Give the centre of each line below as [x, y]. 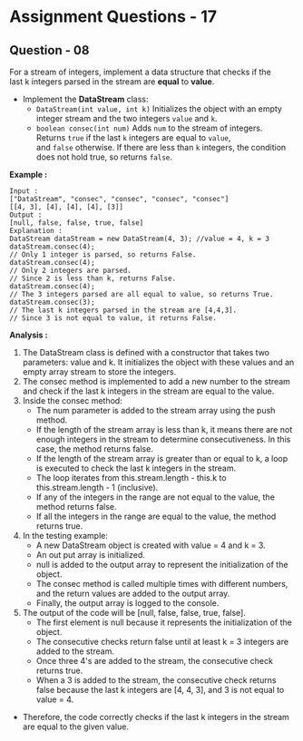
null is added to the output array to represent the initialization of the [162, 565]
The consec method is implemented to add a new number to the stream [156, 381]
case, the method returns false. [95, 449]
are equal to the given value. [76, 726]
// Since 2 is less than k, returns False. [93, 278]
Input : [24, 191]
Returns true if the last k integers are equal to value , [133, 137]
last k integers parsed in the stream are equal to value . [112, 82]
